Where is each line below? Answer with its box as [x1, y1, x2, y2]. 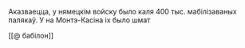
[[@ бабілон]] [8, 31, 54, 40]
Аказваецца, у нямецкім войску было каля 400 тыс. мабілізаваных [8, 7, 237, 16]
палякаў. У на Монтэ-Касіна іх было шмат [8, 15, 151, 25]
